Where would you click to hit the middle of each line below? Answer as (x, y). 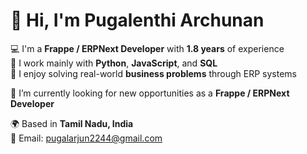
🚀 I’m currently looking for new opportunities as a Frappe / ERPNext (150, 93)
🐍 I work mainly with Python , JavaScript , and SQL (114, 63)
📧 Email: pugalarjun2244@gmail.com (86, 138)
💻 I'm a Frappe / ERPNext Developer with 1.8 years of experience (147, 48)
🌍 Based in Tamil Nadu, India (72, 123)
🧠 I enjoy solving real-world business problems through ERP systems (153, 73)
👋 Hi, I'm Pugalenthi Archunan (137, 20)
